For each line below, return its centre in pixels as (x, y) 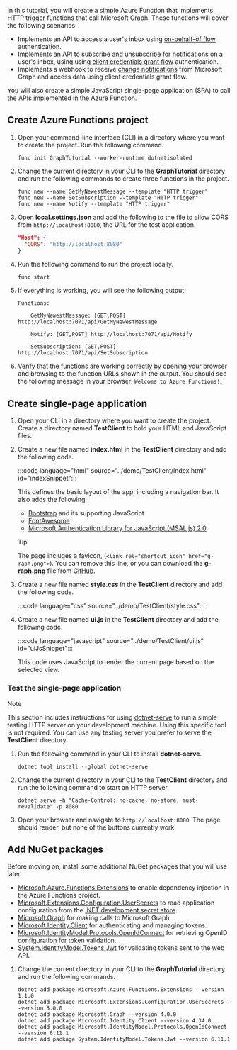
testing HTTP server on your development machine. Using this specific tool (117, 725)
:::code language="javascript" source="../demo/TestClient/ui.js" (110, 641)
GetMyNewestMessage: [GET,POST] (78, 316)
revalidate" (35, 806)
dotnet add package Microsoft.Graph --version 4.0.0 (97, 1015)
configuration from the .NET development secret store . (97, 910)
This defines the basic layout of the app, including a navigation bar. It (118, 492)
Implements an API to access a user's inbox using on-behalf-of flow (116, 39)
